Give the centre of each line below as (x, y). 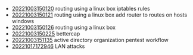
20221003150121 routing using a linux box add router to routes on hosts (99, 15)
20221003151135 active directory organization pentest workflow (90, 40)
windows (23, 21)
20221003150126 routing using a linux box (64, 27)
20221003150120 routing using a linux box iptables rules (81, 9)
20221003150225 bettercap (46, 34)
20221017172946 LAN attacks (48, 46)
